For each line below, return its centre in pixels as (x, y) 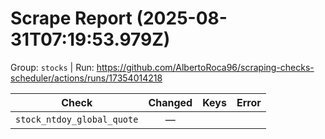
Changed (170, 102)
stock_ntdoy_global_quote (77, 119)
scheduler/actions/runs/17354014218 (86, 78)
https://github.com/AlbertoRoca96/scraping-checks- (205, 67)
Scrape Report (71, 18)
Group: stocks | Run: (52, 67)
